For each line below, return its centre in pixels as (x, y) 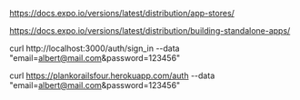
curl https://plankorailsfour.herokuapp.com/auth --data (112, 75)
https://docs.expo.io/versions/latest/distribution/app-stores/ (122, 13)
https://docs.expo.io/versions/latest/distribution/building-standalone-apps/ (150, 30)
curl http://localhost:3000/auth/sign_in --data (95, 48)
